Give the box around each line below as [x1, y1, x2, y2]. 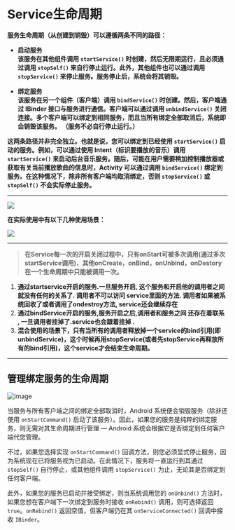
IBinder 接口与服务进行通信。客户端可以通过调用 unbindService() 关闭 [25, 104, 227, 113]
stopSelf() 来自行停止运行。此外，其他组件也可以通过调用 [37, 63, 206, 72]
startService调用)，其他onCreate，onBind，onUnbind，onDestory [24, 259, 222, 267]
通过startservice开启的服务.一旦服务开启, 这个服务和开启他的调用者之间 [17, 282, 225, 291]
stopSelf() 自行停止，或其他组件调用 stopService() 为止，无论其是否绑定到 [7, 465, 226, 473]
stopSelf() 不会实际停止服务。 [7, 180, 96, 189]
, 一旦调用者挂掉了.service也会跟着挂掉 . [17, 317, 135, 326]
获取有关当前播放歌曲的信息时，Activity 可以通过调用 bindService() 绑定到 [7, 163, 223, 172]
